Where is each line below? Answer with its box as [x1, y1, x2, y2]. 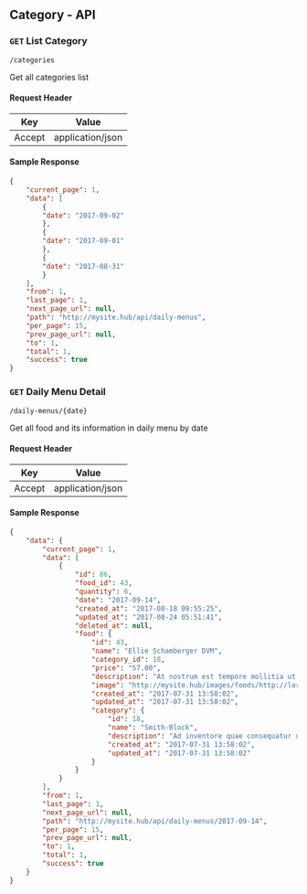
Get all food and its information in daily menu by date [9, 422, 208, 433]
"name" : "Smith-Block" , [107, 723, 198, 732]
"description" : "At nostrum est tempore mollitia [90, 672, 284, 681]
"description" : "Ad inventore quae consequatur [107, 731, 292, 740]
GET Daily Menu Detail [9, 386, 107, 399]
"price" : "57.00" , [90, 663, 162, 673]
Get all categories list [9, 71, 90, 82]
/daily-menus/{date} [9, 406, 89, 415]
